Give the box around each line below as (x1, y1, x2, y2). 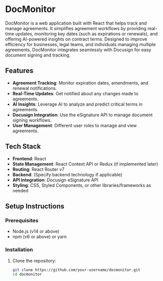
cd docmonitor (12, 272, 42, 277)
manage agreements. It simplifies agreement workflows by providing (5, 25, 146, 31)
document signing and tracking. (5, 52, 71, 58)
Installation (5, 246, 33, 253)
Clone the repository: (12, 257, 56, 263)
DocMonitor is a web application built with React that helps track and (5, 20, 147, 26)
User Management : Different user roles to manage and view (12, 122, 137, 128)
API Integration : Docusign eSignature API (12, 177, 98, 183)
